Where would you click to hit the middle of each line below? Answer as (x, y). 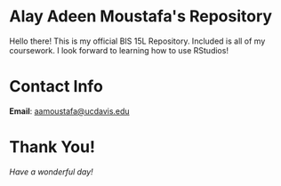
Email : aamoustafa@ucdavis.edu (70, 111)
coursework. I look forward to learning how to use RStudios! (119, 50)
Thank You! (52, 147)
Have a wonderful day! (51, 172)
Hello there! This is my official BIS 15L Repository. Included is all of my (137, 41)
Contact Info (56, 87)
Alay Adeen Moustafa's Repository (141, 16)
